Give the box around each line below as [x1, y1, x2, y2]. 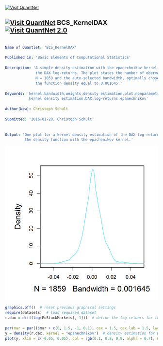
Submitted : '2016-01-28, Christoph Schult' [5, 117, 95, 122]
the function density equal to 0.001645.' [35, 81, 123, 86]
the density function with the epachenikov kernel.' [24, 137, 133, 142]
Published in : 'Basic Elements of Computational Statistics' [5, 55, 131, 60]
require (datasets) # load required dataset [5, 310, 97, 315]
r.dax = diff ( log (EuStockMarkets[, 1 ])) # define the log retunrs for [5, 315, 153, 321]
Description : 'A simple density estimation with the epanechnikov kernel [5, 66, 158, 71]
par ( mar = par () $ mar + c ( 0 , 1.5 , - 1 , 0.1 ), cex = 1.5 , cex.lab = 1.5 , [5, 326, 151, 330]
